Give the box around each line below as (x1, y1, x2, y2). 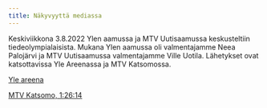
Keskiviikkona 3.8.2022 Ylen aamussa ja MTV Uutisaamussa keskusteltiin (8, 34, 251, 43)
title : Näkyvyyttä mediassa (8, 11, 103, 20)
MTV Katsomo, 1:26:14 (8, 90, 83, 100)
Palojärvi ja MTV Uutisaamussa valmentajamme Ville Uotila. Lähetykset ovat (8, 50, 259, 60)
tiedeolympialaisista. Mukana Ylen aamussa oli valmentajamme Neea (8, 42, 236, 52)
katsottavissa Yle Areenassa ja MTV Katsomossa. (8, 59, 172, 69)
